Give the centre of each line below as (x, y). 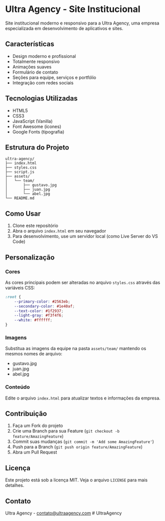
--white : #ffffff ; (33, 320)
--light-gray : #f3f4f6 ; (39, 315)
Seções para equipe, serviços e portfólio (54, 77)
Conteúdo (17, 387)
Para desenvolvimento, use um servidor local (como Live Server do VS (85, 236)
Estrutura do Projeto (37, 147)
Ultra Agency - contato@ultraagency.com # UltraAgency (63, 513)
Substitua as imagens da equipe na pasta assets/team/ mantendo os (76, 348)
